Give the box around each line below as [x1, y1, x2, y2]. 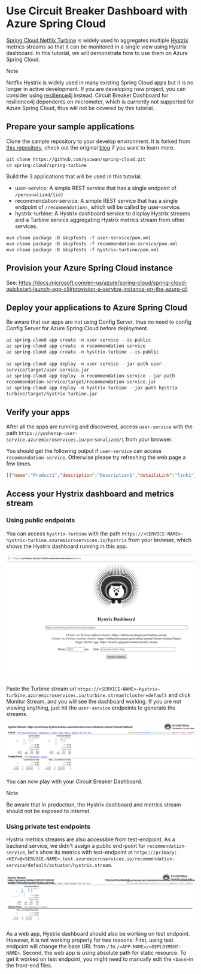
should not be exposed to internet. [6, 807, 92, 814]
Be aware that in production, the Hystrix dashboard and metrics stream [6, 800, 181, 808]
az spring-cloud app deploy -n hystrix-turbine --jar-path [6, 385, 157, 391]
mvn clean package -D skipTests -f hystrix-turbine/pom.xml [6, 246, 160, 252]
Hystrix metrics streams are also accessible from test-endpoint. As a [6, 836, 175, 843]
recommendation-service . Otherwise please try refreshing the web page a [6, 453, 186, 461]
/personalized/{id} [14, 191, 64, 198]
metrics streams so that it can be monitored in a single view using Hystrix [6, 43, 187, 50]
